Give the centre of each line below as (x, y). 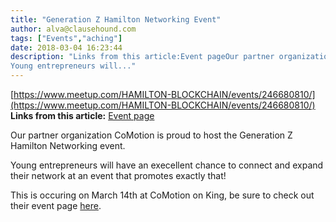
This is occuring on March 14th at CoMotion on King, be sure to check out (162, 195)
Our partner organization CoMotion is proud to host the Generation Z (151, 135)
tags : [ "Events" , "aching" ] (66, 38)
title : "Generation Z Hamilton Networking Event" (116, 19)
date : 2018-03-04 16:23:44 (66, 47)
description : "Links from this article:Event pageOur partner (142, 57)
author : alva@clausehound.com (73, 29)
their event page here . (56, 205)
